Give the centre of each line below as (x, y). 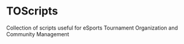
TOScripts (32, 11)
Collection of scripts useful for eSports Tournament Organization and (92, 28)
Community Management (38, 34)
